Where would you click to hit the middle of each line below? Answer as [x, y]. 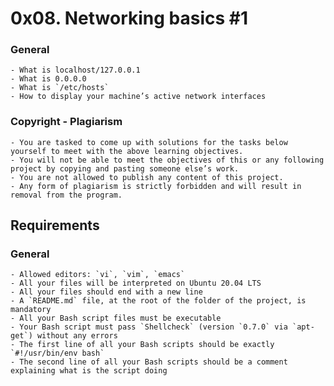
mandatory [31, 310]
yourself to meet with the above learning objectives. [127, 151]
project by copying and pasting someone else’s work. [125, 168]
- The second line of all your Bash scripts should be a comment [149, 362]
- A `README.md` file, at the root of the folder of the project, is [158, 301]
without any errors [77, 336]
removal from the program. [66, 195]
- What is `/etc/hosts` [60, 88]
